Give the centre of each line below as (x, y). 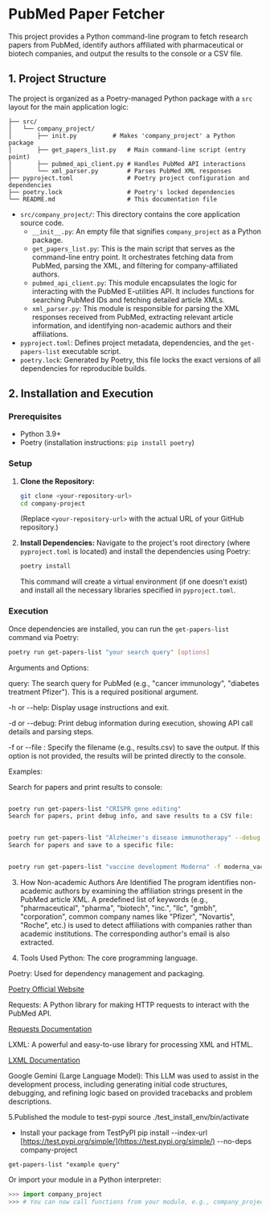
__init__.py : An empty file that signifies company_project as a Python (147, 231)
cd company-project (53, 503)
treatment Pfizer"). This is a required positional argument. (103, 692)
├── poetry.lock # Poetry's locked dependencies (122, 192)
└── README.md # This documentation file (113, 199)
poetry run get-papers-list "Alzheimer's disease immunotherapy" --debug (135, 838)
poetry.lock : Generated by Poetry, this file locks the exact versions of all (140, 360)
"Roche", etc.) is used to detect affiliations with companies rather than (136, 925)
